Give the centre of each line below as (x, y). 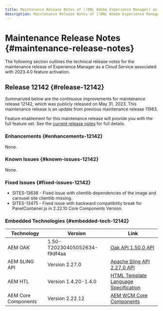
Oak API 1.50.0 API (132, 248)
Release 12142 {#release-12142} (55, 87)
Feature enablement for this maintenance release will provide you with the (79, 119)
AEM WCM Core (129, 295)
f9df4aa (57, 254)
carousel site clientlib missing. (42, 198)
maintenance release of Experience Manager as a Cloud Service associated (81, 67)
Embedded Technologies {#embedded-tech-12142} (67, 221)
